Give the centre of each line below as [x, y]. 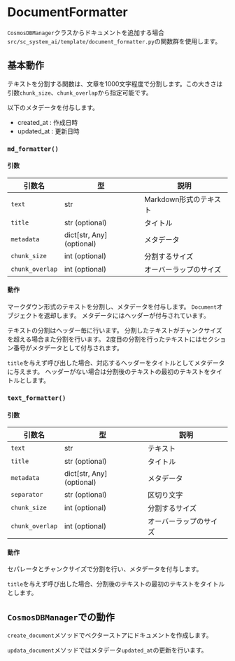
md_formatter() [33, 149]
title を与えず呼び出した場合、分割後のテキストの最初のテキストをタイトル [116, 584]
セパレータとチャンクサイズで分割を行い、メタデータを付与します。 [105, 569]
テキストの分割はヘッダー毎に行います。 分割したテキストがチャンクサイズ [115, 330]
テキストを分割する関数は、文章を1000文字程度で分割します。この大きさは [115, 84]
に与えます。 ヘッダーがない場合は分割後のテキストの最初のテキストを [109, 372]
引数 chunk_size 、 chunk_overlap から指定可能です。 [80, 93]
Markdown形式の [172, 199]
